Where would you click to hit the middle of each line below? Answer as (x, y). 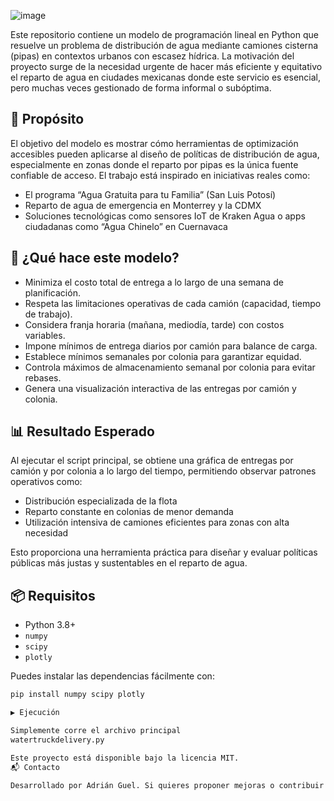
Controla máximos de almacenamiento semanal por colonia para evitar (170, 367)
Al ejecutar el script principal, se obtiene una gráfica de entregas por (152, 461)
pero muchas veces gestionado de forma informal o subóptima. (141, 88)
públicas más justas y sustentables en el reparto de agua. (129, 563)
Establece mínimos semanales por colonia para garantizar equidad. (163, 356)
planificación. (52, 292)
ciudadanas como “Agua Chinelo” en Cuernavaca (126, 226)
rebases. (43, 377)
